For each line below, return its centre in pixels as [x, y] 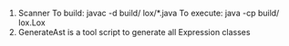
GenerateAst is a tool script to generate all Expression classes [134, 32]
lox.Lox [31, 23]
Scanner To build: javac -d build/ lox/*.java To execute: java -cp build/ [149, 13]
